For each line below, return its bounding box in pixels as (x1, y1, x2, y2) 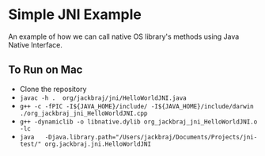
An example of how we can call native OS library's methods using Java (8, 32, 240, 41)
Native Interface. (8, 40, 63, 49)
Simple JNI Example (8, 6, 142, 24)
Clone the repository (19, 84, 87, 93)
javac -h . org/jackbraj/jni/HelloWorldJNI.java (19, 93, 187, 102)
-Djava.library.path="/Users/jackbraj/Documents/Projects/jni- (44, 133, 258, 141)
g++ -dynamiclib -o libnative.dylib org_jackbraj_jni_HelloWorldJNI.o (19, 117, 258, 126)
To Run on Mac (8, 63, 83, 77)
